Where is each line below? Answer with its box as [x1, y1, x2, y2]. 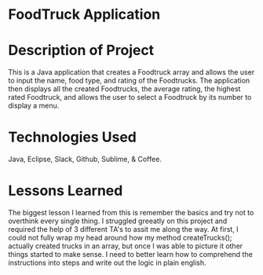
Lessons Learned [8, 182, 123, 200]
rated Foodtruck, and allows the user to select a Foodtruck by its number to [8, 93, 252, 102]
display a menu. [8, 101, 60, 111]
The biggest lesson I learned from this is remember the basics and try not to [8, 208, 254, 217]
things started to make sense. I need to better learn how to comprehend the [8, 250, 253, 258]
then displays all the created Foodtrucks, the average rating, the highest [8, 84, 241, 93]
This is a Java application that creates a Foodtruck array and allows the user [8, 68, 255, 77]
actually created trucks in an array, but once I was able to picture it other [8, 241, 243, 251]
